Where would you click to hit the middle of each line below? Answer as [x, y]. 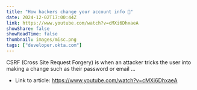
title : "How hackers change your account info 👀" [70, 12]
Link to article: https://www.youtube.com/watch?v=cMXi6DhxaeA [96, 80]
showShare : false [28, 28]
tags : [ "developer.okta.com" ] [44, 46]
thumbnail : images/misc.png [42, 40]
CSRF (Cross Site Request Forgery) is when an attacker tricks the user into [99, 62]
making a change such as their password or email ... [71, 68]
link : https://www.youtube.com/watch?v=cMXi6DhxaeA [72, 23]
